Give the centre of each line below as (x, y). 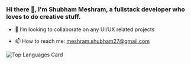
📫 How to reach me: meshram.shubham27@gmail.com (82, 41)
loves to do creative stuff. (43, 16)
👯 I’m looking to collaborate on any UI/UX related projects (85, 29)
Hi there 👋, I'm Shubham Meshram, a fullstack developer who (96, 9)
